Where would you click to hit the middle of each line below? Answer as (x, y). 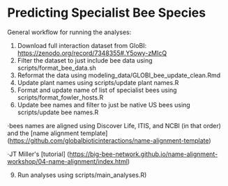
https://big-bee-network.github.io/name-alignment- (144, 154)
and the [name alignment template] (58, 133)
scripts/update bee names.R (58, 112)
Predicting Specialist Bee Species (107, 13)
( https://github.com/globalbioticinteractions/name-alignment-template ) (109, 140)
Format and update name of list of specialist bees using (97, 90)
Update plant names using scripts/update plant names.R (98, 82)
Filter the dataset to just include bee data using (85, 60)
